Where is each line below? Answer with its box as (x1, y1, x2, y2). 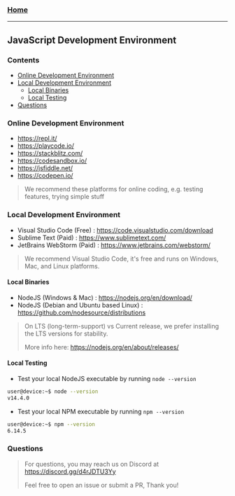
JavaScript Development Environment (7, 34, 177, 46)
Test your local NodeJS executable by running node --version (17, 374, 197, 383)
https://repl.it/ (17, 135, 57, 143)
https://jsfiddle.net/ (17, 164, 73, 172)
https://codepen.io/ (17, 172, 73, 180)
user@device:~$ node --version (7, 387, 99, 395)
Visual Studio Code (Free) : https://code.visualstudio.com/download (17, 226, 213, 234)
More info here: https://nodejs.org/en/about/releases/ (24, 343, 180, 351)
